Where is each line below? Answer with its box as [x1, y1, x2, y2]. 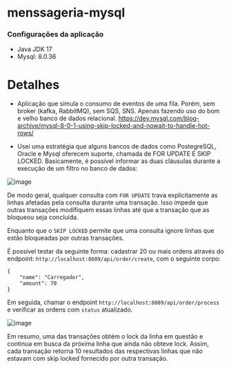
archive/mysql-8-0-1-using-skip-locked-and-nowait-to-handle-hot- [17, 122, 210, 130]
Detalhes [7, 77, 60, 93]
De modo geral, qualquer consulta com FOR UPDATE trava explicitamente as [7, 191, 219, 200]
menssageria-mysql [7, 5, 125, 21]
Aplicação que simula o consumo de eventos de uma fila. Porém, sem [17, 100, 215, 108]
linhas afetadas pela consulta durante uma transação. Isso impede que [7, 198, 208, 207]
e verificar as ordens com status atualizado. [7, 305, 133, 314]
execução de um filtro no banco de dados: [17, 164, 138, 173]
